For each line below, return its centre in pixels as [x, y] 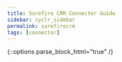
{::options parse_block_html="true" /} [60, 52]
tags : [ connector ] [33, 32]
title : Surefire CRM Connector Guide [61, 13]
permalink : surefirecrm [41, 26]
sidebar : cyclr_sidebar [41, 20]
